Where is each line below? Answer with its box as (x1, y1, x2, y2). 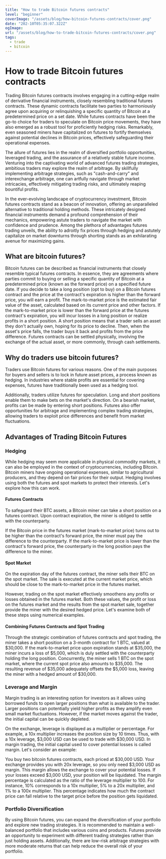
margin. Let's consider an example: (5, 747, 77, 752)
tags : (5, 35, 16, 40)
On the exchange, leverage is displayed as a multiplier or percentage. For (5, 725, 155, 731)
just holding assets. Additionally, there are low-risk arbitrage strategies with (5, 838, 160, 844)
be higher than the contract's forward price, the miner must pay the (5, 533, 143, 539)
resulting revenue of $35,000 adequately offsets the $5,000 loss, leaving (5, 666, 155, 672)
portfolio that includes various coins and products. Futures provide (25, 827, 161, 833)
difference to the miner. (5, 548, 53, 555)
